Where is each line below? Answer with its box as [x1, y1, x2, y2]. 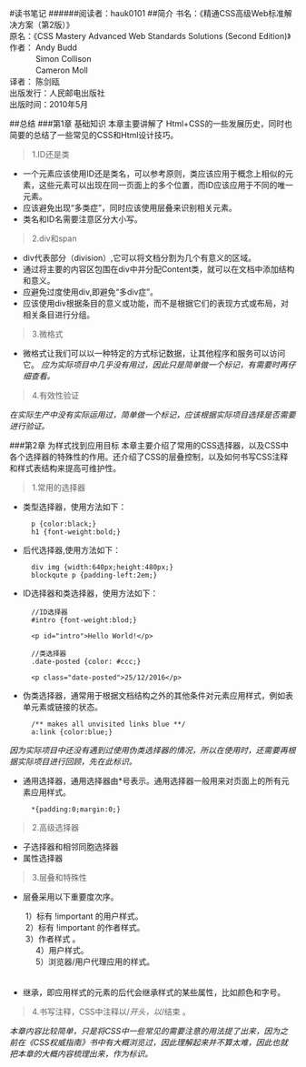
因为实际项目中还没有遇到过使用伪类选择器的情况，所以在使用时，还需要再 [9, 745, 288, 755]
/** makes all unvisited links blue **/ [31, 720, 186, 729]
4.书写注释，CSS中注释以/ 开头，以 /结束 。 [31, 1006, 191, 1017]
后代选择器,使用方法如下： [22, 545, 121, 555]
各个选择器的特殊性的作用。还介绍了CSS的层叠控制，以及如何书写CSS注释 [9, 451, 289, 462]
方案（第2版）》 [16, 19, 74, 30]
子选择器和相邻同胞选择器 [22, 841, 119, 852]
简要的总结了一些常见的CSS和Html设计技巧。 [9, 130, 179, 140]
